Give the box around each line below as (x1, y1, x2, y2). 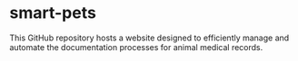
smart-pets (9, 3, 97, 23)
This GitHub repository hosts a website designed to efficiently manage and (9, 32, 290, 43)
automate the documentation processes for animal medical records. (9, 41, 263, 52)
